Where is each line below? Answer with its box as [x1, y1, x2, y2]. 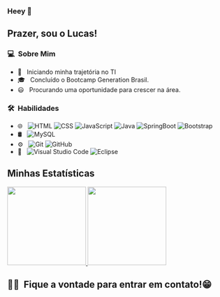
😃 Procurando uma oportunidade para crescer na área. [17, 85, 181, 93]
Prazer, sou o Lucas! [7, 28, 98, 40]
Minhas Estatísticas [7, 167, 95, 180]
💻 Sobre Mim [7, 49, 56, 59]
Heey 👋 [7, 6, 32, 16]
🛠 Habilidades [7, 103, 59, 113]
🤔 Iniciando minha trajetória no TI [17, 68, 117, 76]
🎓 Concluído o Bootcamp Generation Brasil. [17, 75, 149, 84]
